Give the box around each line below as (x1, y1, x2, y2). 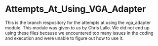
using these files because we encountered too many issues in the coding (5, 30, 154, 36)
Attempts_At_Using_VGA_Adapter (5, 3, 146, 15)
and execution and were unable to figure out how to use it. (5, 35, 124, 41)
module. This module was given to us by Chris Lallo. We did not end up (5, 24, 150, 30)
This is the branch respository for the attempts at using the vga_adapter (5, 20, 151, 25)
